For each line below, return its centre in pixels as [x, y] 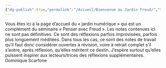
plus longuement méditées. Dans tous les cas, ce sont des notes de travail [81, 39]
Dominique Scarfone [26, 60]
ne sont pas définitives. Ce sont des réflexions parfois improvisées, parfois [81, 34]
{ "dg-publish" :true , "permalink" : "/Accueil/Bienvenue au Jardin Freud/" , [82, 10]
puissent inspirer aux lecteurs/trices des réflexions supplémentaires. [75, 55]
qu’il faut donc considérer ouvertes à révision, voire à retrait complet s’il [78, 44]
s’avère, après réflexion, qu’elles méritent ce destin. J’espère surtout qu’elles [83, 50]
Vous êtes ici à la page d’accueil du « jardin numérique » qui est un [73, 24]
